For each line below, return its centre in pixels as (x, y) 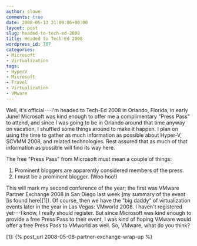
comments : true (25, 17)
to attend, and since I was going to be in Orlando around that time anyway (96, 122)
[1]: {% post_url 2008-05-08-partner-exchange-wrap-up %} (79, 237)
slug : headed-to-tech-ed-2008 (43, 33)
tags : (13, 66)
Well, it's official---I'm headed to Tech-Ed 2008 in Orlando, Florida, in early (97, 110)
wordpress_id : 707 (29, 45)
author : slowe (24, 11)
